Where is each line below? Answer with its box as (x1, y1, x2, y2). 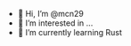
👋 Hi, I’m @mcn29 (17, 9, 85, 19)
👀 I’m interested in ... (17, 18, 94, 28)
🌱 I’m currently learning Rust (17, 27, 123, 37)
